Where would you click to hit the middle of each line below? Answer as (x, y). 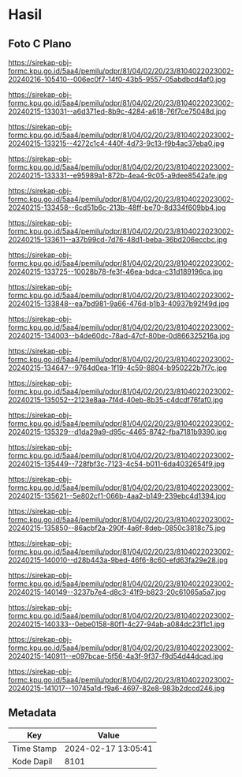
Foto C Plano (40, 44)
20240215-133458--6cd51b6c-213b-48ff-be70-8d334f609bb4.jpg (117, 207)
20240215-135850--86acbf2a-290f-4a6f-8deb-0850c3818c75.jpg (117, 528)
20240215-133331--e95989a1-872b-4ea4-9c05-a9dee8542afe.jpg (118, 176)
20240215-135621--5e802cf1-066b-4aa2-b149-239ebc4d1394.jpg (117, 496)
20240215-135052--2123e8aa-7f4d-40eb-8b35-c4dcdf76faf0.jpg (116, 400)
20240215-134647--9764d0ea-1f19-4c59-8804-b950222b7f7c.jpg (117, 368)
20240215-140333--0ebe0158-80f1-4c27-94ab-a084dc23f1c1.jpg (116, 624)
